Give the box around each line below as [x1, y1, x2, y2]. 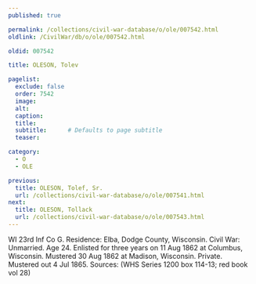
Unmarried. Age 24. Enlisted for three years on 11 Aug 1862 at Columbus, [8, 242, 243, 252]
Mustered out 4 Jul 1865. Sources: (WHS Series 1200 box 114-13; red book [8, 260, 248, 269]
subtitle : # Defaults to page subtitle [15, 126, 163, 134]
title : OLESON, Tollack [15, 206, 92, 214]
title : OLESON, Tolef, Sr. [15, 184, 103, 192]
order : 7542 [15, 90, 55, 98]
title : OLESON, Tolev [8, 61, 79, 69]
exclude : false [15, 83, 65, 91]
